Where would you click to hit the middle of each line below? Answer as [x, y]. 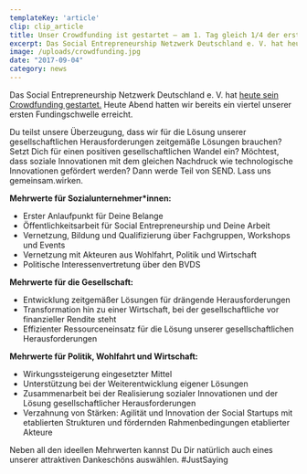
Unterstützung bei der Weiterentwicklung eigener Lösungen [135, 384]
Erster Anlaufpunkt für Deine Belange [93, 216]
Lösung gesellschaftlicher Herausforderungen [109, 403]
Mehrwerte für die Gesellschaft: [72, 282]
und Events [44, 245]
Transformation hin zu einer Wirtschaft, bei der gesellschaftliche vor [151, 309]
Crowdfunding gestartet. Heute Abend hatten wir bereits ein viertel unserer [151, 104]
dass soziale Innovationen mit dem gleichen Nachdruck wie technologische [152, 161]
